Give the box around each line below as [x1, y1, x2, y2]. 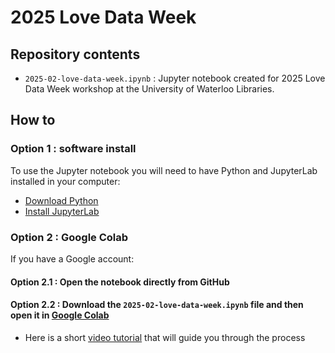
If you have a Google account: [10, 252, 135, 265]
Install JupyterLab [24, 205, 100, 217]
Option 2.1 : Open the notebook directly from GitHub [10, 276, 230, 288]
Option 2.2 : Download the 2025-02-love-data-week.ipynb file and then [10, 299, 304, 311]
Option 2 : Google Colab [10, 230, 129, 244]
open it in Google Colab [10, 309, 110, 321]
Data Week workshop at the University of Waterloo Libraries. [24, 83, 275, 95]
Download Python [24, 194, 99, 206]
